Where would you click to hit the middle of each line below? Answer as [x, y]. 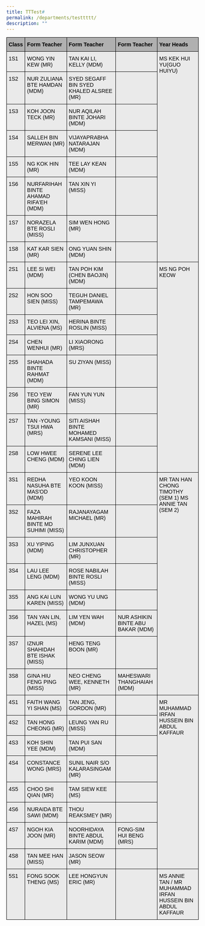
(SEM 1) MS [174, 498]
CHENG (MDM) [46, 459]
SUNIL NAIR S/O [89, 763]
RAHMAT [38, 375]
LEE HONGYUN [88, 876]
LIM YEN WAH [86, 617]
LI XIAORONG [86, 342]
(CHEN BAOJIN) [88, 275]
